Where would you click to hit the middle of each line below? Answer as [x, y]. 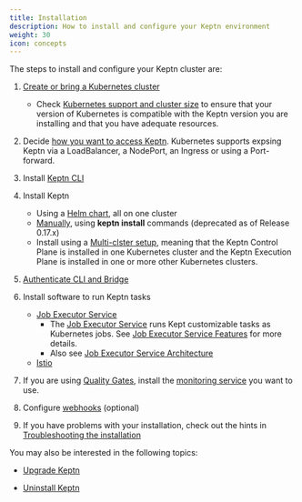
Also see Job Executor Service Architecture [131, 353]
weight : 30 [30, 35]
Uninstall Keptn [51, 488]
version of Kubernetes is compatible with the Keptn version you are [162, 114]
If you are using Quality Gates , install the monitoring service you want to [157, 381]
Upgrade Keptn [51, 470]
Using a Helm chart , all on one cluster [106, 214]
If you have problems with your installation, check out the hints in [144, 426]
